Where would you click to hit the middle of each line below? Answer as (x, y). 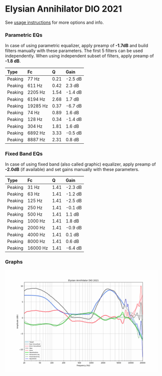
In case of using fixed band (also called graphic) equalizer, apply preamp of (81, 164)
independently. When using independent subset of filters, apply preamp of (80, 56)
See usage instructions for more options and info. (55, 22)
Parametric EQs (24, 35)
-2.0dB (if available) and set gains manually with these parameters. (72, 170)
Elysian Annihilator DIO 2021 (64, 9)
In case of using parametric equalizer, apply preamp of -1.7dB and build (77, 46)
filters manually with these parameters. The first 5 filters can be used (74, 51)
